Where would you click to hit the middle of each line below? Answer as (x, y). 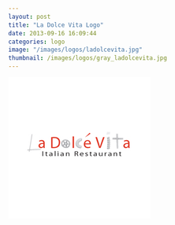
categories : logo (37, 42)
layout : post (30, 17)
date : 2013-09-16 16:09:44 (52, 33)
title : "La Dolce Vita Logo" (56, 25)
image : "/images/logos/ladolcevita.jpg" (76, 50)
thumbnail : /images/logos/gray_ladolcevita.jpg (88, 58)
